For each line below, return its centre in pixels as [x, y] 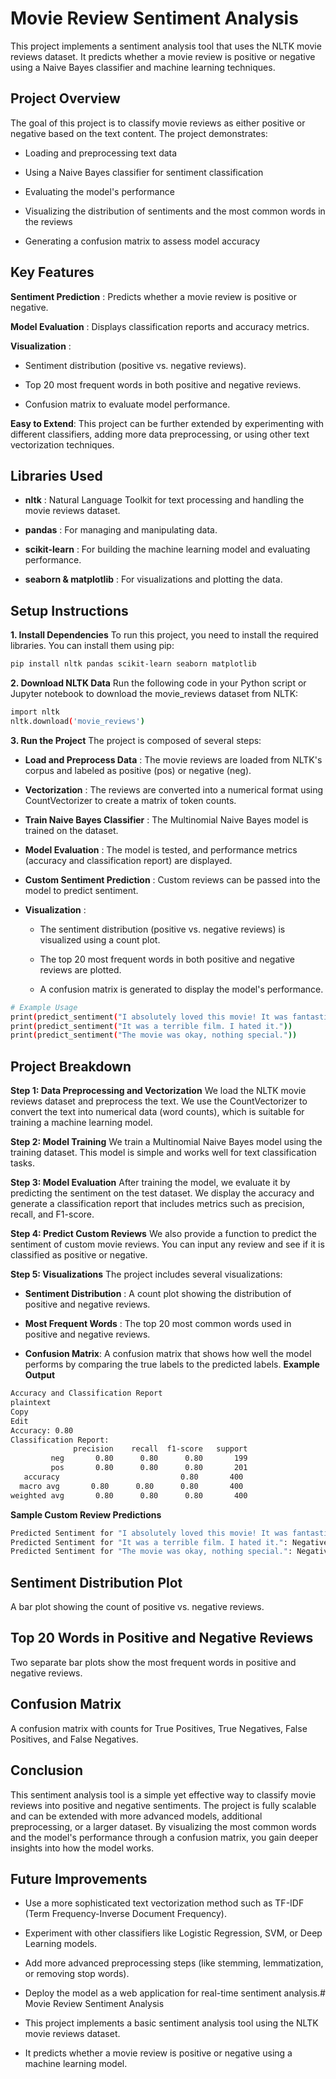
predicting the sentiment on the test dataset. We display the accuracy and [162, 1193]
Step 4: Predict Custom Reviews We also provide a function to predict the [163, 1234]
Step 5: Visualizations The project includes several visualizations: [146, 1274]
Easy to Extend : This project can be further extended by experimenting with [167, 423]
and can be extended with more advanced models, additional [136, 1816]
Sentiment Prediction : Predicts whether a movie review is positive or [154, 296]
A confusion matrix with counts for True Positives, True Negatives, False [159, 1728]
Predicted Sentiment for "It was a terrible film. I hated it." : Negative [169, 1542]
